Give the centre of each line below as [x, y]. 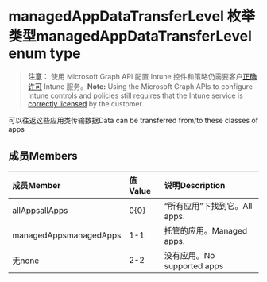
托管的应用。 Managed [206, 230]
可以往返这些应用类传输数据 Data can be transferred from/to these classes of [133, 120]
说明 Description [195, 185]
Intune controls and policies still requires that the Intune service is [135, 95]
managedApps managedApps [67, 235]
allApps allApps [40, 210]
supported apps [194, 265]
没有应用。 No [190, 255]
